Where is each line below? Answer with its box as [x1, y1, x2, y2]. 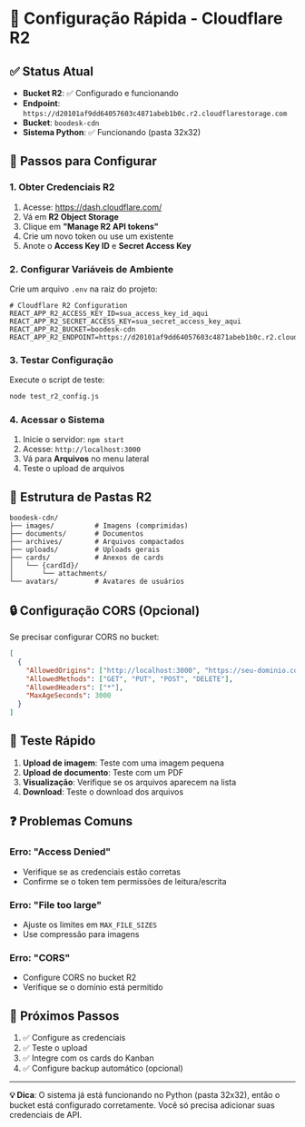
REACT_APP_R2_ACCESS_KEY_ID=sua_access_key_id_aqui [9, 309, 209, 318]
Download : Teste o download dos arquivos [22, 786, 184, 797]
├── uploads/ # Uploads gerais [9, 545, 161, 555]
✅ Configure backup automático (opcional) [22, 1063, 183, 1073]
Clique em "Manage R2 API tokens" [22, 221, 159, 232]
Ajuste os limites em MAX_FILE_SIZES [22, 919, 157, 930]
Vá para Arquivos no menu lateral [22, 453, 150, 464]
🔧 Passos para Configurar [9, 153, 157, 169]
